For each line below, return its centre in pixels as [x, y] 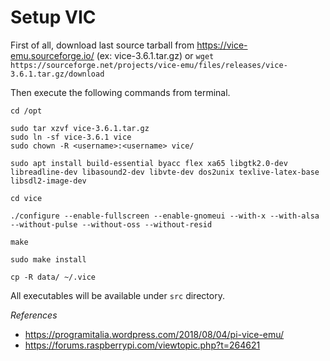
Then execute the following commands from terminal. [120, 92]
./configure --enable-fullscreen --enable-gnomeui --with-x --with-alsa [165, 216]
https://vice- [222, 45]
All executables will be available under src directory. [117, 295]
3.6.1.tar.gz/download [57, 74]
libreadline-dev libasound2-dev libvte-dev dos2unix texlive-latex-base [165, 172]
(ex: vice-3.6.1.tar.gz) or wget [155, 55]
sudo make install [48, 259]
